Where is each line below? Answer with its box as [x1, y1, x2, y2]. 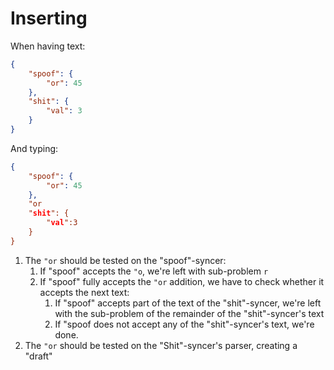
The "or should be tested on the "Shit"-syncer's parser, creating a [24, 339, 298, 351]
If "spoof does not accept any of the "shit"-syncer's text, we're [54, 318, 315, 330]
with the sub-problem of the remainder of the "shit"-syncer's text [54, 307, 325, 319]
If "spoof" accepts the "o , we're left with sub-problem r [39, 265, 269, 277]
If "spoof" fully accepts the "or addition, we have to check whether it [39, 275, 325, 287]
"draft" [24, 350, 53, 362]
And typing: [10, 142, 59, 154]
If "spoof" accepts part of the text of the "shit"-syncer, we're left [54, 297, 322, 309]
